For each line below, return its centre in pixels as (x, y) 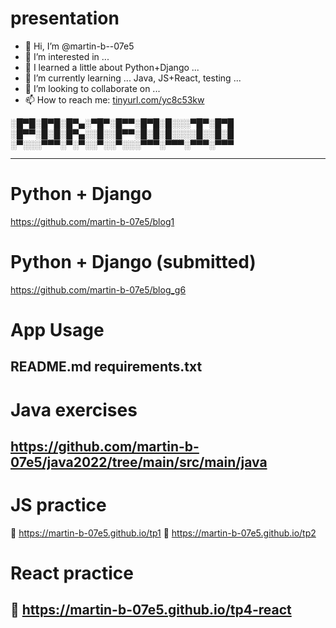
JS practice (58, 505)
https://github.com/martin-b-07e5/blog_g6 (98, 289)
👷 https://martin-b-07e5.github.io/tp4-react (151, 610)
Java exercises (74, 409)
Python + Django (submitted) (133, 262)
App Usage (57, 330)
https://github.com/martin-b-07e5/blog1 (92, 221)
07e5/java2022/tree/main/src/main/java (139, 462)
